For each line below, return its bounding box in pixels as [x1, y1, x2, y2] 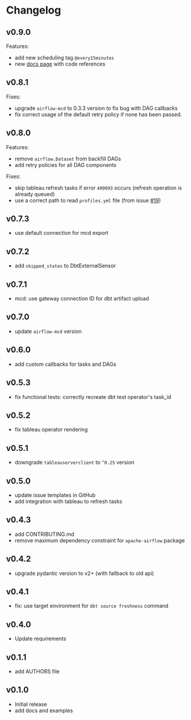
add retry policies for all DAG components [14, 161, 117, 168]
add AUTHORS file [14, 668, 60, 675]
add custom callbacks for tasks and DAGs [14, 361, 117, 368]
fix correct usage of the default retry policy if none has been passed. [14, 110, 182, 118]
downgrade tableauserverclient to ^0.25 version [14, 459, 134, 466]
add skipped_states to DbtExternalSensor [14, 262, 116, 269]
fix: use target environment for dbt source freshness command [14, 603, 169, 610]
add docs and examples [14, 706, 73, 714]
